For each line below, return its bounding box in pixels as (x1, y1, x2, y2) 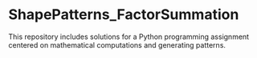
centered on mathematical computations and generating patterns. (8, 40, 226, 49)
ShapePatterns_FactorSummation (8, 6, 239, 24)
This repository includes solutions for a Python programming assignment (8, 32, 250, 41)
